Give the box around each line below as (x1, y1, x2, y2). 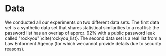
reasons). (5, 46, 25, 52)
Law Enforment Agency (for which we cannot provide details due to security (5, 40, 162, 46)
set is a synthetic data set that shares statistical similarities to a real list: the (5, 24, 159, 30)
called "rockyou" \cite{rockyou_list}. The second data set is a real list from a (5, 35, 161, 41)
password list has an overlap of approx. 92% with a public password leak (5, 30, 155, 36)
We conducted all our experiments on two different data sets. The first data (5, 19, 159, 25)
